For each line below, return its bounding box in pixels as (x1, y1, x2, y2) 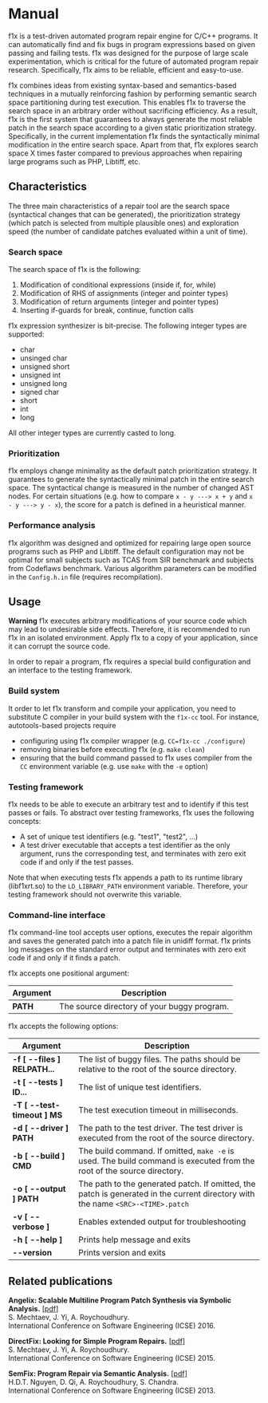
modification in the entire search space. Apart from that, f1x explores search (8, 140, 258, 149)
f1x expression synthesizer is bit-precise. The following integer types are (8, 321, 247, 331)
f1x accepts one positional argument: (8, 968, 130, 978)
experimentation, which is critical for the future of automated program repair (8, 57, 259, 66)
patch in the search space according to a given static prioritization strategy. (8, 123, 257, 132)
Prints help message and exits (78, 1234, 191, 1245)
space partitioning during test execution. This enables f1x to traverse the (8, 97, 246, 107)
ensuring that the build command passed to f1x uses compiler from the (19, 753, 253, 763)
